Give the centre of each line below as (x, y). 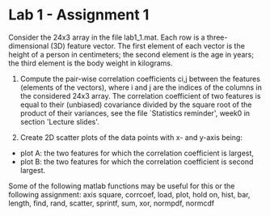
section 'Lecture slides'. (59, 121)
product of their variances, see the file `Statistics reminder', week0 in (135, 113)
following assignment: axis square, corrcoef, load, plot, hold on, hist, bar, (129, 194)
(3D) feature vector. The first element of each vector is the (148, 45)
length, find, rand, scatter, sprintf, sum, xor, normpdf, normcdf (112, 203)
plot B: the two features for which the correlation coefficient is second (137, 161)
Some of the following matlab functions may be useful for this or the (122, 186)
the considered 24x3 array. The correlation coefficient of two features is (140, 95)
